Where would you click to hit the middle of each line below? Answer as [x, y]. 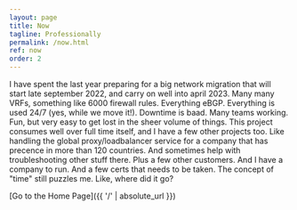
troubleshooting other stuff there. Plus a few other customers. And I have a [146, 160]
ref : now [25, 51]
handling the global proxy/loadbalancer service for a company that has [139, 141]
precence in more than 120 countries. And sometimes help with [125, 150]
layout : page [33, 17]
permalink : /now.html [49, 42]
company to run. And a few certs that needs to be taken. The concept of [141, 169]
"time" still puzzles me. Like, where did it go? [92, 178]
